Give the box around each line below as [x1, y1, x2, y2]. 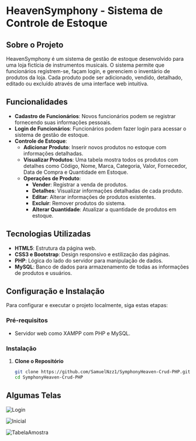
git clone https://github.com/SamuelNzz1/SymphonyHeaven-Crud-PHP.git [14, 369, 191, 375]
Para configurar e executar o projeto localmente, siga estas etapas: [6, 302, 169, 309]
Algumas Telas [6, 391, 61, 401]
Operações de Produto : [23, 174, 81, 182]
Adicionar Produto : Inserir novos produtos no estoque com [23, 143, 167, 150]
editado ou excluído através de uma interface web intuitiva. [6, 80, 149, 87]
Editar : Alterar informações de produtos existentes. [32, 193, 156, 200]
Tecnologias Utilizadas [6, 229, 91, 239]
